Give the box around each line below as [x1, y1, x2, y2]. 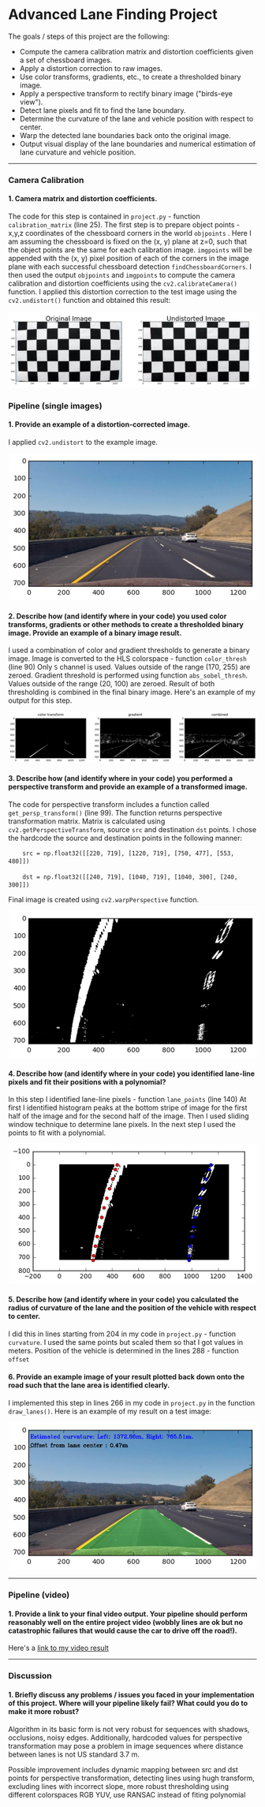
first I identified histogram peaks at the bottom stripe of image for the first [8, 1103, 248, 1113]
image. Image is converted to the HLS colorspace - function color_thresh [8, 654, 247, 663]
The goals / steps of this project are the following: [8, 32, 170, 41]
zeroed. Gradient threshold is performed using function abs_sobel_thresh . [8, 670, 248, 680]
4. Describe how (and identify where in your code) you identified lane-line [8, 1069, 255, 1078]
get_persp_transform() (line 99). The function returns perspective [8, 808, 222, 817]
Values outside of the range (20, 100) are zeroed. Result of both [8, 679, 215, 689]
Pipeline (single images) [8, 400, 103, 411]
